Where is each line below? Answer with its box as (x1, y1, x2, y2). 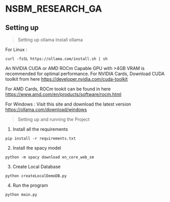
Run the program (12, 182, 48, 188)
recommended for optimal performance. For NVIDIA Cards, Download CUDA (5, 71, 165, 77)
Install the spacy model (12, 145, 61, 151)
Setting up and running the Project (17, 116, 90, 122)
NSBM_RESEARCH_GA (5, 3, 103, 15)
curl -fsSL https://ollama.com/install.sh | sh (5, 56, 108, 61)
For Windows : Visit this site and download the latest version (5, 101, 131, 107)
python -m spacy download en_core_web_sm (5, 155, 94, 160)
